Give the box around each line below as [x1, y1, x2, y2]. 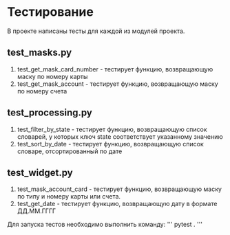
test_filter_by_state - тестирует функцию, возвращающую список [17, 125, 207, 133]
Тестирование [7, 4, 94, 20]
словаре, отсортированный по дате [17, 147, 123, 155]
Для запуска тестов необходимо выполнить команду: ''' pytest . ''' [7, 221, 203, 229]
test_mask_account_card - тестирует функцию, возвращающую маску [17, 185, 222, 193]
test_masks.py [7, 47, 72, 58]
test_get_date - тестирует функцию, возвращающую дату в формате [17, 200, 218, 208]
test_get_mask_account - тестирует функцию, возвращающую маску [17, 80, 218, 88]
